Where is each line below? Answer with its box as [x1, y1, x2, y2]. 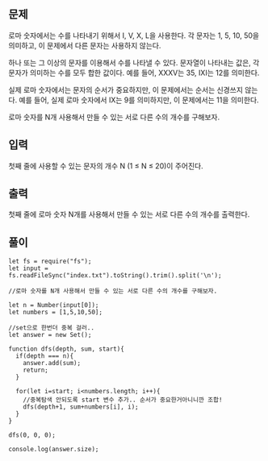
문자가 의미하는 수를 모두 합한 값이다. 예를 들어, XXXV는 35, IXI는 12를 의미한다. [8, 68, 260, 77]
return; [23, 366, 48, 375]
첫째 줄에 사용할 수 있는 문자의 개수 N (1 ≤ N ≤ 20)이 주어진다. [8, 160, 203, 171]
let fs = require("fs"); [8, 257, 92, 266]
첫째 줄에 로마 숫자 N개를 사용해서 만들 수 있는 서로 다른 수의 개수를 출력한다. [8, 210, 250, 219]
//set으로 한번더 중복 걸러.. [8, 324, 95, 332]
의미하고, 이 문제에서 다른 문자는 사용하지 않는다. [8, 40, 161, 50]
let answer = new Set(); [8, 331, 92, 339]
